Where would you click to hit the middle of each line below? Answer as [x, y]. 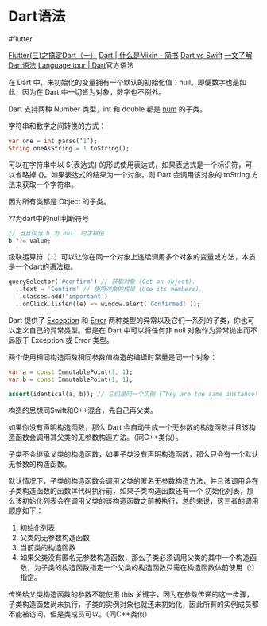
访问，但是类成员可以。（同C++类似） [90, 614]
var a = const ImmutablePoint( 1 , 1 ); [71, 372]
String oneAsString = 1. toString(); [69, 148]
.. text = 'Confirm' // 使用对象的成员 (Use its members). [109, 290]
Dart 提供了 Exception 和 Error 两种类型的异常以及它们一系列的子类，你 [124, 320]
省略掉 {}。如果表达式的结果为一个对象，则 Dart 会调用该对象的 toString [132, 174]
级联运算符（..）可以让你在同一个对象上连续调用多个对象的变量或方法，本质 [132, 257]
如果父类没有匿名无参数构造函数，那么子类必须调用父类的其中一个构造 [135, 557]
